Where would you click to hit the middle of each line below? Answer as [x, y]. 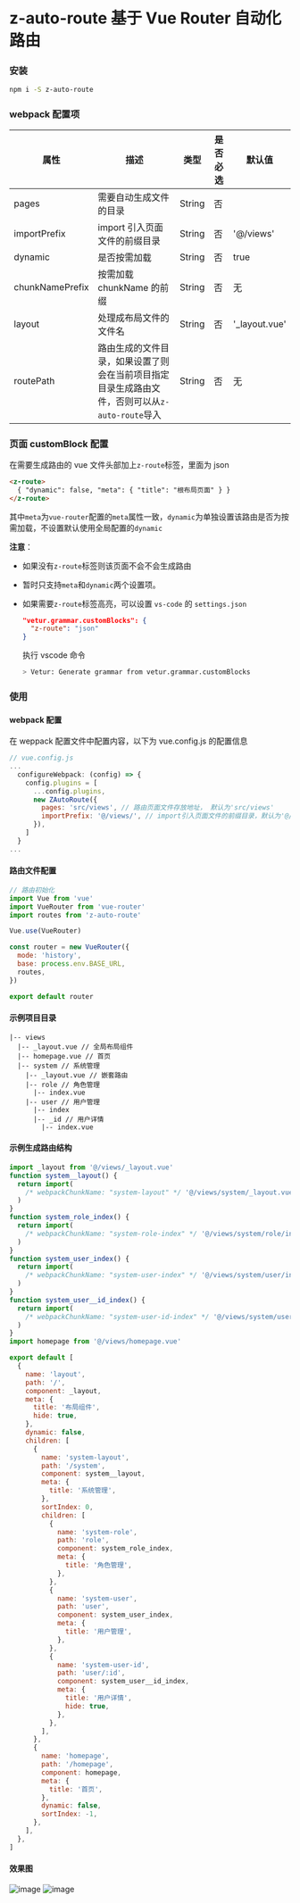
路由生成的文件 [129, 347]
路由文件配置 [33, 870]
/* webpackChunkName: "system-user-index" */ [112, 1276]
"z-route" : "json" [65, 629]
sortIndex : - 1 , [70, 1814]
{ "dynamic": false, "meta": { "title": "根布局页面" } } [124, 490]
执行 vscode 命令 [54, 655]
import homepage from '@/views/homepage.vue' [95, 1342]
